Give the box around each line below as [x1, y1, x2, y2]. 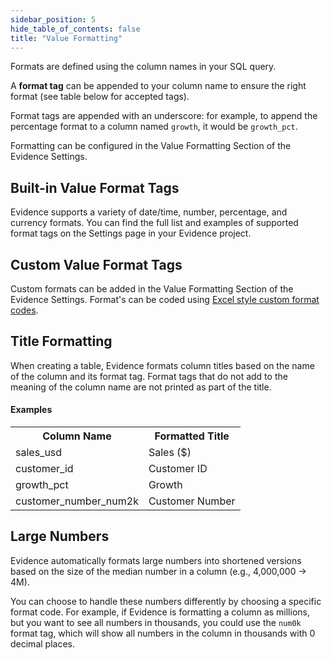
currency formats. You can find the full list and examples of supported [10, 217, 299, 229]
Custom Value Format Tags [10, 256, 183, 273]
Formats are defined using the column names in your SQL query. [10, 61, 277, 73]
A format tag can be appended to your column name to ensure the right [10, 80, 307, 92]
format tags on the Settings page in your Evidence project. [10, 227, 252, 240]
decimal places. [10, 637, 75, 650]
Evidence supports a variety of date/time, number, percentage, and [10, 206, 288, 218]
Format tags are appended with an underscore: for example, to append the [10, 110, 318, 122]
